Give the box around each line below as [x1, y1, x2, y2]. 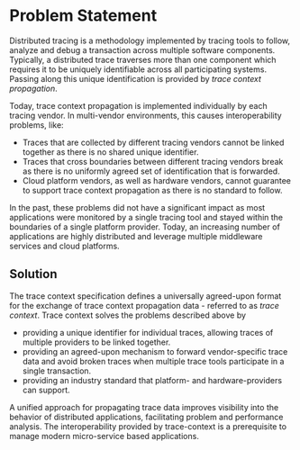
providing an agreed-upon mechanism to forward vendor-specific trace [22, 346, 288, 356]
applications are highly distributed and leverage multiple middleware [9, 230, 263, 241]
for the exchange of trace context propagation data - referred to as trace [9, 300, 279, 310]
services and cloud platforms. [9, 240, 120, 251]
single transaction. [22, 365, 92, 376]
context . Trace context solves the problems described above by [9, 310, 246, 320]
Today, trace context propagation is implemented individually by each [9, 100, 268, 111]
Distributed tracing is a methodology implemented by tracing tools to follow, [9, 35, 291, 46]
